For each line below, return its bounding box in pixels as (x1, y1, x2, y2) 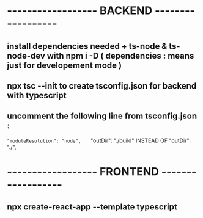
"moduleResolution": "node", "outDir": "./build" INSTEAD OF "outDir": (7, 137, 191, 144)
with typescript (7, 90, 67, 101)
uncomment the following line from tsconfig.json (7, 111, 197, 122)
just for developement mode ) (7, 60, 122, 70)
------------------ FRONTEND (7, 164, 160, 178)
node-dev (7, 50, 45, 61)
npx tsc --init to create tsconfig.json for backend (7, 81, 197, 91)
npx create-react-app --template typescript (7, 202, 178, 213)
